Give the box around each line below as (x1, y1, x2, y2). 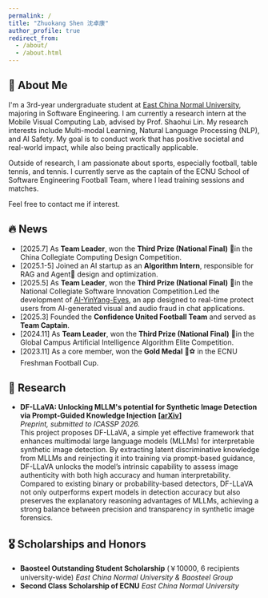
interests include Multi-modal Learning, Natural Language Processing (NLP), (8, 125, 260, 135)
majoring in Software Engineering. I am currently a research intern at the (8, 108, 246, 118)
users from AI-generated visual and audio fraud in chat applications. (19, 303, 246, 313)
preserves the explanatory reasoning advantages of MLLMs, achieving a (19, 496, 259, 506)
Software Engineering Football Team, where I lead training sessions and (8, 175, 245, 184)
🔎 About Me (8, 79, 68, 92)
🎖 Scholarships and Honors (8, 537, 146, 551)
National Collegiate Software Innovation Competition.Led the (19, 286, 220, 296)
